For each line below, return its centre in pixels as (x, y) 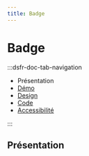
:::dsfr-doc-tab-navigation (44, 67)
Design (27, 95)
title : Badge (26, 14)
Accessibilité (35, 110)
